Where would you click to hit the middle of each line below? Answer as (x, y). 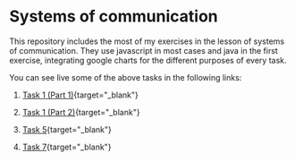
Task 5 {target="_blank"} (67, 129)
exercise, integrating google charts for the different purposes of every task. (148, 60)
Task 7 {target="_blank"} (67, 147)
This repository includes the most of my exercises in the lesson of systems (147, 41)
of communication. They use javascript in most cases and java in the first (144, 50)
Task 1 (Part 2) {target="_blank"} (81, 112)
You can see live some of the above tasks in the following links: (126, 77)
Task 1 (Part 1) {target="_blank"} (80, 95)
